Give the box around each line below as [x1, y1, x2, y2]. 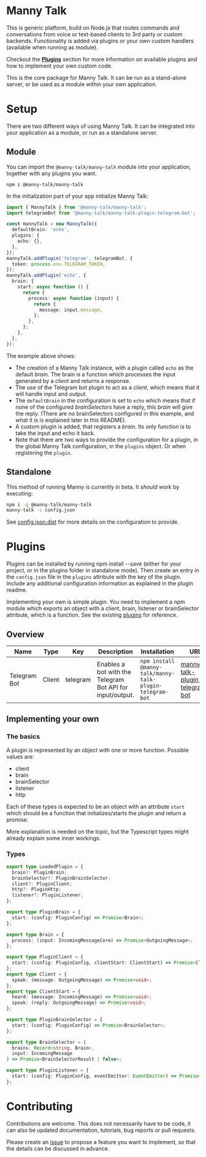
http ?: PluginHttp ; [12, 887, 62, 893]
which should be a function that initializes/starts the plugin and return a [6, 809, 186, 816]
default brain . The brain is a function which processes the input [15, 370, 176, 378]
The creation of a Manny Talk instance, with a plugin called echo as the [15, 364, 194, 371]
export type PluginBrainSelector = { [6, 1017, 103, 1023]
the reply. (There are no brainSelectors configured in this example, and [15, 409, 194, 417]
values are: [6, 752, 34, 760]
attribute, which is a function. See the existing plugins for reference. [6, 611, 178, 618]
